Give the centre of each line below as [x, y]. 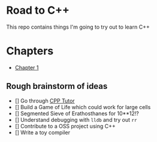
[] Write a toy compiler [43, 132]
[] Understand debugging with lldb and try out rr [76, 119]
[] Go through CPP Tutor [45, 101]
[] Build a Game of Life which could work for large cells [83, 107]
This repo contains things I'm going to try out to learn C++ [78, 27]
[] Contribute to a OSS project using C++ [65, 126]
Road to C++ [38, 10]
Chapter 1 [27, 67]
